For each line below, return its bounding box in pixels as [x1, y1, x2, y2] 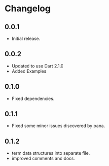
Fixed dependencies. [11, 96, 55, 101]
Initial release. [11, 35, 40, 41]
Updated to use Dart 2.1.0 [11, 63, 64, 69]
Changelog [4, 3, 51, 14]
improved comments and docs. [11, 156, 75, 162]
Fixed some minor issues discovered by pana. [11, 123, 105, 129]
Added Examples [11, 68, 46, 74]
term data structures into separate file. [11, 150, 90, 156]
